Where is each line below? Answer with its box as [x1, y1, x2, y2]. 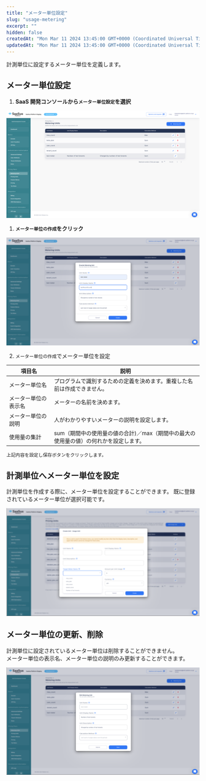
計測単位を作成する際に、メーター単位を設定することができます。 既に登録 [6, 488, 196, 495]
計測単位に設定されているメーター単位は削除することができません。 [6, 647, 178, 654]
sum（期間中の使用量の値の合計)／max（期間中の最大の [54, 429, 196, 437]
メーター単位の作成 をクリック [15, 225, 84, 233]
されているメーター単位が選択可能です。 [6, 495, 109, 503]
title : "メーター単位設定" [6, 10, 68, 16]
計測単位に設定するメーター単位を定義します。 [6, 61, 124, 68]
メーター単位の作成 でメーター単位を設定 [15, 352, 110, 360]
